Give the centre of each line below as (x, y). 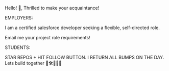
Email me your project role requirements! (47, 38)
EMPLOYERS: (19, 18)
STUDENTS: (18, 48)
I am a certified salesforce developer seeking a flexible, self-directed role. (82, 28)
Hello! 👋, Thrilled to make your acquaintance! (52, 8)
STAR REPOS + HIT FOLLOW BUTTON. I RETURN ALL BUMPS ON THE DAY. (84, 57)
